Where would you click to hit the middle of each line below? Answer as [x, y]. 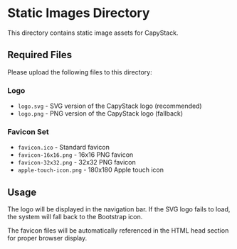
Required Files [40, 55]
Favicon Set [28, 131]
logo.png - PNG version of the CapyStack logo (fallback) [100, 114]
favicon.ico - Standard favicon [64, 148]
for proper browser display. [47, 238]
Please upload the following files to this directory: [80, 72]
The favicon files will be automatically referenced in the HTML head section [118, 231]
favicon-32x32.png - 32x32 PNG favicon [77, 162]
